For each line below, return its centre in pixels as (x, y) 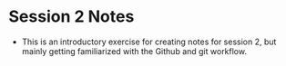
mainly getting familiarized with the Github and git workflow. (134, 51)
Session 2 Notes (71, 17)
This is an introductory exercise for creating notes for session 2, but (149, 42)
